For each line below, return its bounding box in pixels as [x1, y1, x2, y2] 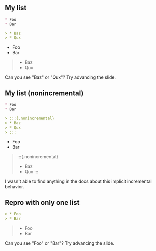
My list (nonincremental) [5, 89, 84, 97]
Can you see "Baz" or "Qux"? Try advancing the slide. [5, 74, 116, 80]
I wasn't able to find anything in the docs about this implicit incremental [5, 178, 152, 184]
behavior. [5, 184, 24, 190]
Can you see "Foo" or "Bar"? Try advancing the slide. [5, 240, 115, 246]
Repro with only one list [5, 198, 80, 207]
